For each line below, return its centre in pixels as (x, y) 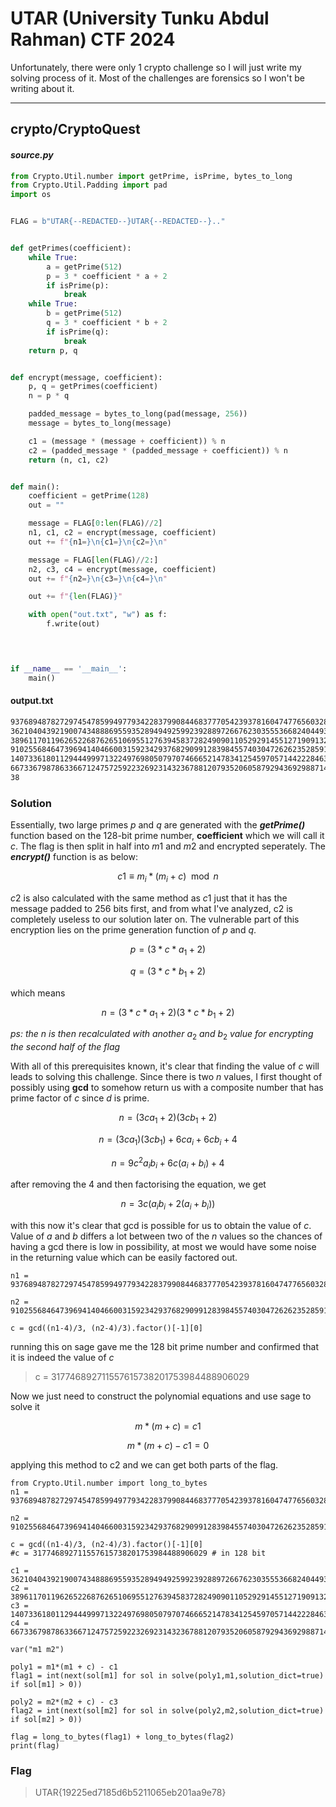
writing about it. (42, 88)
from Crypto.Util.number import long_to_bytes (109, 1483)
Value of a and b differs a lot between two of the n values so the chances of (166, 1236)
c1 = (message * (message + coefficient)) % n (127, 441)
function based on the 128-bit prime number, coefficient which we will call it (167, 836)
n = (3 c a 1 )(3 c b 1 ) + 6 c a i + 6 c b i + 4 (168, 1140)
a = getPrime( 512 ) (84, 267)
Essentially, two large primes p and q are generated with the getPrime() (158, 825)
